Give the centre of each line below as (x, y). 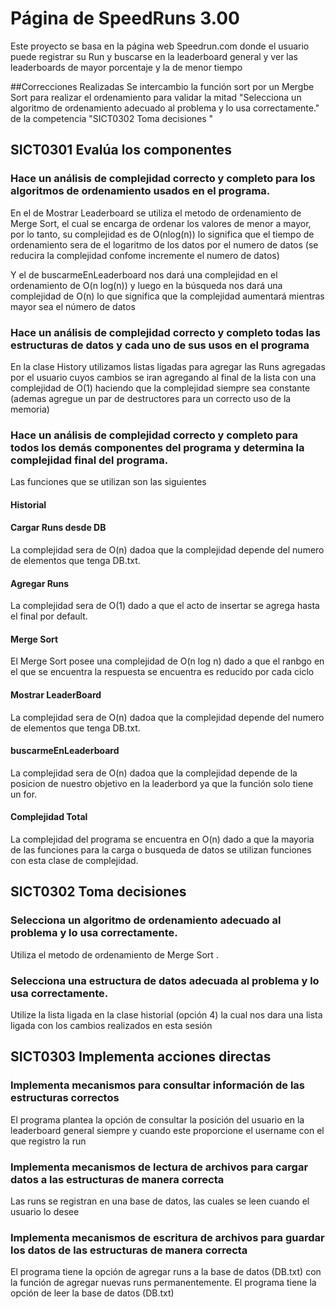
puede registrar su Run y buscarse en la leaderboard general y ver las (154, 56)
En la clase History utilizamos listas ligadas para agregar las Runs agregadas (168, 366)
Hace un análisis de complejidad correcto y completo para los (163, 179)
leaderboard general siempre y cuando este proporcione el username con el (167, 1130)
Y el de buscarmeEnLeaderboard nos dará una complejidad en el (144, 274)
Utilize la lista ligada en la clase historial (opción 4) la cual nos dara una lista (166, 1015)
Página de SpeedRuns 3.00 (125, 18)
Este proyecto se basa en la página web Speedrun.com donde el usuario (160, 46)
